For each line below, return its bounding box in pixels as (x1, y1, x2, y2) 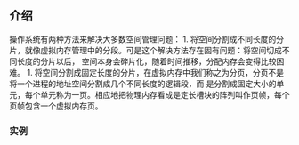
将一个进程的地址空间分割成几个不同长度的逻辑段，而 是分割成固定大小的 (9, 78, 277, 89)
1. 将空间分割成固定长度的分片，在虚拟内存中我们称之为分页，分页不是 (26, 67, 285, 77)
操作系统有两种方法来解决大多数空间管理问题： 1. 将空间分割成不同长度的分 (9, 34, 285, 44)
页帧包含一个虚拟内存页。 (9, 101, 103, 111)
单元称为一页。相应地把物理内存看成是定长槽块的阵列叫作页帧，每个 (39, 89, 290, 100)
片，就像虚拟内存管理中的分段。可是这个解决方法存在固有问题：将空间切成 (9, 44, 282, 55)
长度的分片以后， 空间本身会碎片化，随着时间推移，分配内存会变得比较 (16, 56, 277, 67)
